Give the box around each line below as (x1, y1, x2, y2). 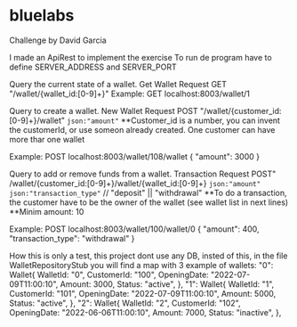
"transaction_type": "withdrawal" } (9, 233, 135, 243)
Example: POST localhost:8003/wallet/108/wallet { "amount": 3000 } (9, 151, 261, 161)
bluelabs (9, 5, 75, 26)
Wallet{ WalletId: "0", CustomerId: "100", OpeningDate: (9, 269, 209, 280)
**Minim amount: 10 (9, 206, 84, 217)
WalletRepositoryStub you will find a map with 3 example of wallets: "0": (9, 259, 274, 270)
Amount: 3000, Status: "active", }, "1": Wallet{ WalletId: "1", (60, 278, 275, 290)
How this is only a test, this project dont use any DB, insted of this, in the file (9, 250, 288, 261)
